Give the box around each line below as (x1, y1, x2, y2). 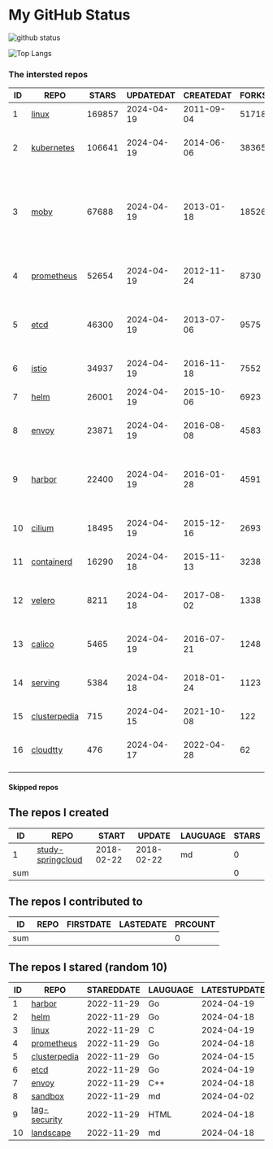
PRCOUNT (174, 919, 216, 930)
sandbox (31, 1090, 65, 1102)
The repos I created (8, 806, 110, 819)
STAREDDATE (86, 985, 141, 996)
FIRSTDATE (66, 919, 112, 930)
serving (31, 677, 60, 688)
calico (31, 639, 54, 650)
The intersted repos (8, 68, 89, 80)
